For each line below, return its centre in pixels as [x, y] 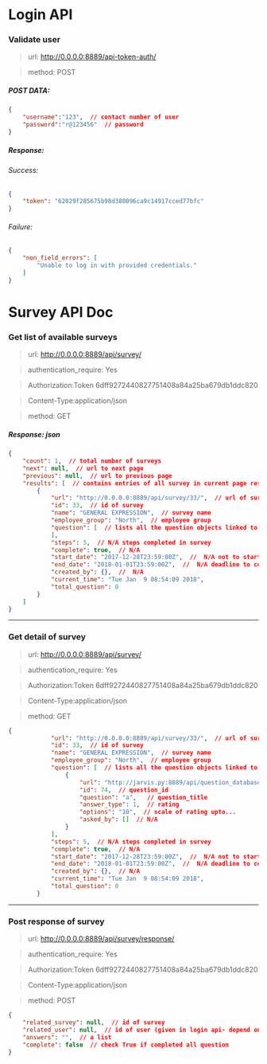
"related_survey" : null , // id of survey [94, 1023]
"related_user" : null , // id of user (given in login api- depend [137, 1030]
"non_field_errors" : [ [60, 258]
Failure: [21, 227]
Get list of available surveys [63, 337]
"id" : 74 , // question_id [124, 790]
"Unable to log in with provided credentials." [117, 266]
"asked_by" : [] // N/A [118, 820]
